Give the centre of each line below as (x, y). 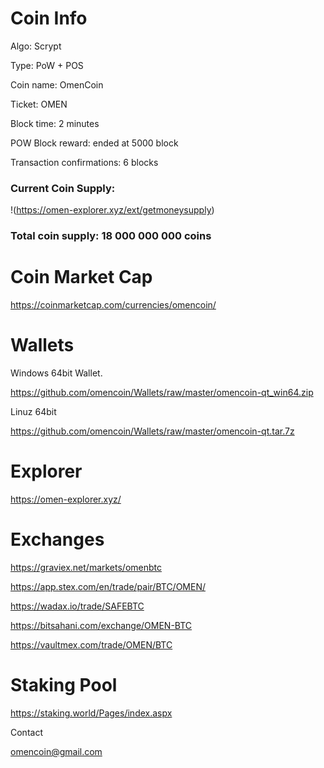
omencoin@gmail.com (56, 751)
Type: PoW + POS (47, 65)
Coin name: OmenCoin (57, 84)
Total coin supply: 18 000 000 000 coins (111, 236)
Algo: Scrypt (36, 46)
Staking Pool (64, 685)
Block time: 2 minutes (55, 123)
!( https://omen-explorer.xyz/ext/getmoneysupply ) (112, 210)
